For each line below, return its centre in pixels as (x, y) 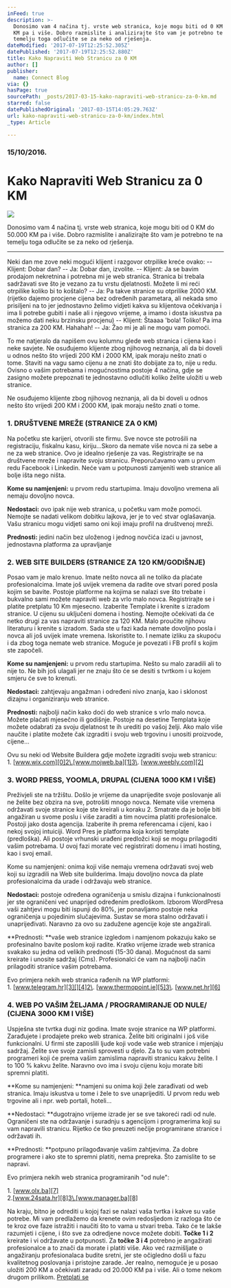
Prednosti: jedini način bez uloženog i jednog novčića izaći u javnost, (106, 537)
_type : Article (29, 122)
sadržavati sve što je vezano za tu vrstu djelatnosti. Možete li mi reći (104, 284)
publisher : (23, 71)
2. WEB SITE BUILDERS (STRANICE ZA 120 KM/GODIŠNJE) (106, 562)
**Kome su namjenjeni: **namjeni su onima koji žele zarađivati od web (108, 1086)
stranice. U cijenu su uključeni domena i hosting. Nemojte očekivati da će (111, 613)
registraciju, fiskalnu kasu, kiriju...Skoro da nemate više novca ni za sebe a (112, 445)
